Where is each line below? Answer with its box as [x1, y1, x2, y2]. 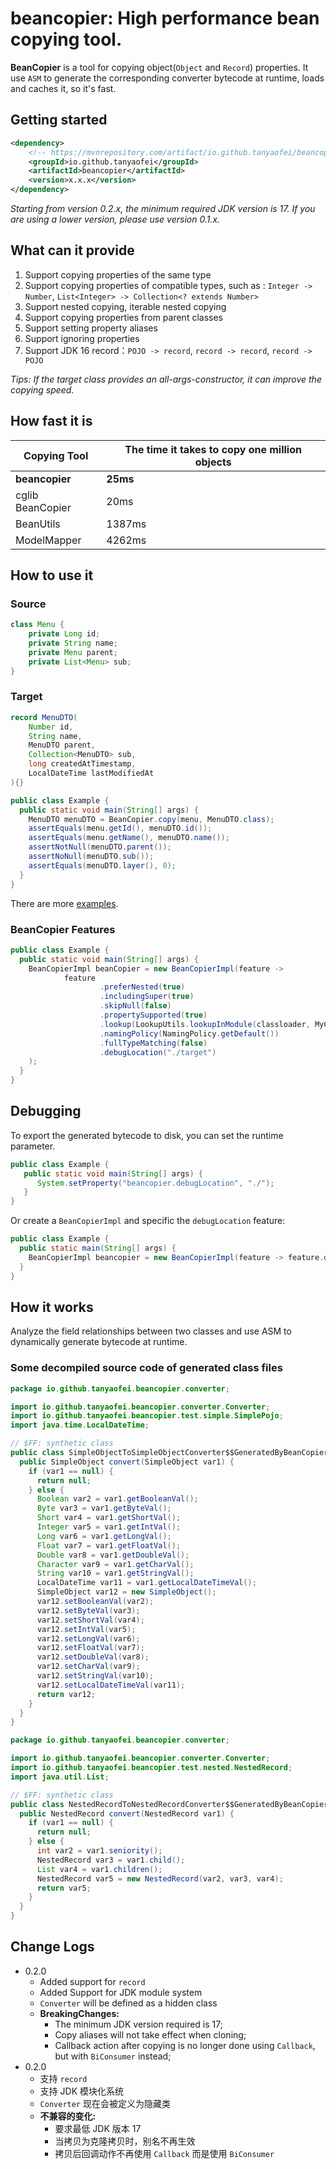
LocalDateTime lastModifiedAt [28, 768, 155, 779]
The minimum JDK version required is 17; [54, 2018, 223, 2030]
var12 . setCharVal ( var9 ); [36, 1662, 141, 1672]
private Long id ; [28, 629, 101, 639]
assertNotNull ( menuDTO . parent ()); [28, 842, 172, 852]
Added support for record [39, 1975, 146, 1987]
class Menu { [10, 620, 65, 630]
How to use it [10, 567, 94, 584]
